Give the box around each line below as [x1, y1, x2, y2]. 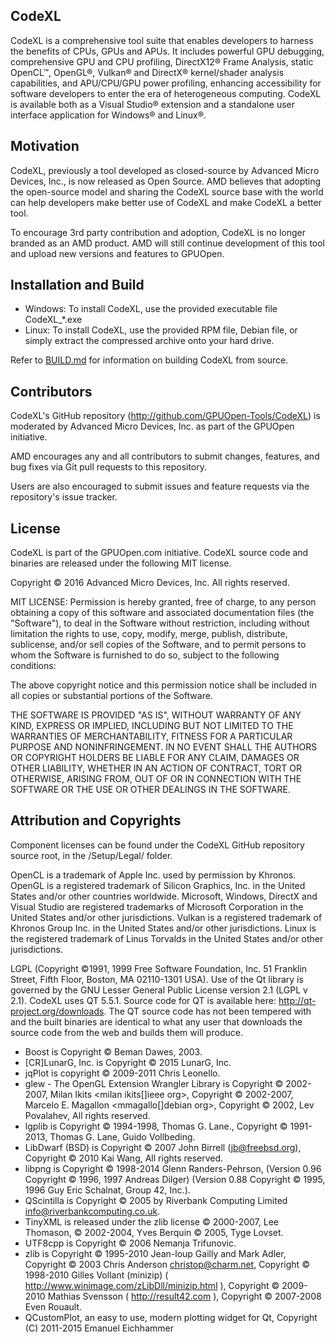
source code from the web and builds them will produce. [10, 1026, 243, 1038]
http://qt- [278, 994, 317, 1006]
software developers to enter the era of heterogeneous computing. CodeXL [10, 87, 322, 99]
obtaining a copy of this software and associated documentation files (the [10, 607, 315, 619]
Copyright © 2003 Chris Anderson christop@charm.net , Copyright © [24, 1258, 310, 1270]
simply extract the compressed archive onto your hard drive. [24, 335, 275, 347]
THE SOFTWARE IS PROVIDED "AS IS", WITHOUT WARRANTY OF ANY [10, 709, 302, 721]
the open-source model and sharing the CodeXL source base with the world [10, 185, 324, 198]
